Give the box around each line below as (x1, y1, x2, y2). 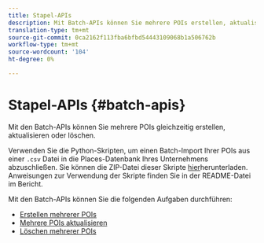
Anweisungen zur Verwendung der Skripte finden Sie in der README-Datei (8, 171, 251, 180)
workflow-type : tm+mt (8, 41, 79, 49)
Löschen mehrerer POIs (19, 226, 97, 236)
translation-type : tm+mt (8, 26, 90, 34)
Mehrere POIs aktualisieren (19, 218, 108, 227)
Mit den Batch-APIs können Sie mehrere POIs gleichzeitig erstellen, (8, 122, 225, 131)
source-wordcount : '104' (8, 48, 90, 56)
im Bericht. (8, 179, 43, 189)
